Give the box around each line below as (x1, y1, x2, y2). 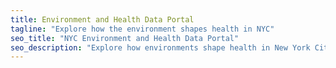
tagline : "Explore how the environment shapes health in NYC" (10, 24, 275, 34)
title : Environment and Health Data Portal (10, 14, 195, 25)
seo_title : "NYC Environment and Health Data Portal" (10, 33, 240, 43)
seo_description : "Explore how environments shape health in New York (10, 42, 311, 53)
